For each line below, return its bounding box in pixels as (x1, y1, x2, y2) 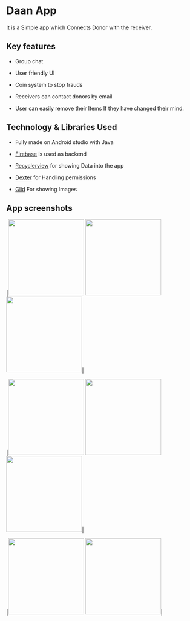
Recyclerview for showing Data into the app (15, 162, 124, 169)
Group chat (15, 57, 44, 64)
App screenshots (6, 203, 73, 213)
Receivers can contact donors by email (15, 92, 113, 100)
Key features (6, 41, 56, 52)
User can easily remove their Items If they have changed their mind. (15, 105, 185, 112)
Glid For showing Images (15, 185, 77, 193)
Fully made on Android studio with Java (15, 138, 114, 146)
